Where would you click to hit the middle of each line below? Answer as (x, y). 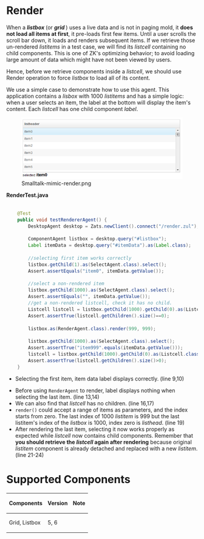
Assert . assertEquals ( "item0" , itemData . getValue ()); (96, 271)
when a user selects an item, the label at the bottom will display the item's (99, 102)
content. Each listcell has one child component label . (72, 109)
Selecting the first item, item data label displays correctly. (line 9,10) (100, 378)
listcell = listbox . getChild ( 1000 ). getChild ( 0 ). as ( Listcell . (107, 354)
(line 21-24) (29, 455)
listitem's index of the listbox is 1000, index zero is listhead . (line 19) (100, 422)
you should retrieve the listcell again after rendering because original (104, 442)
